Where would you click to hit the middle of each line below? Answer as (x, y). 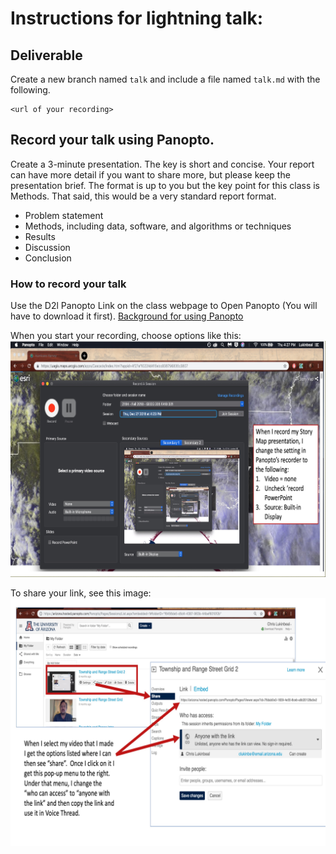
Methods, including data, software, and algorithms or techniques (158, 226)
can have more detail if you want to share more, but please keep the (150, 174)
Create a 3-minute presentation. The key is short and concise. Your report (162, 164)
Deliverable (46, 55)
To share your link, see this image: (81, 593)
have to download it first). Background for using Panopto (127, 316)
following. (30, 90)
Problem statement (64, 215)
